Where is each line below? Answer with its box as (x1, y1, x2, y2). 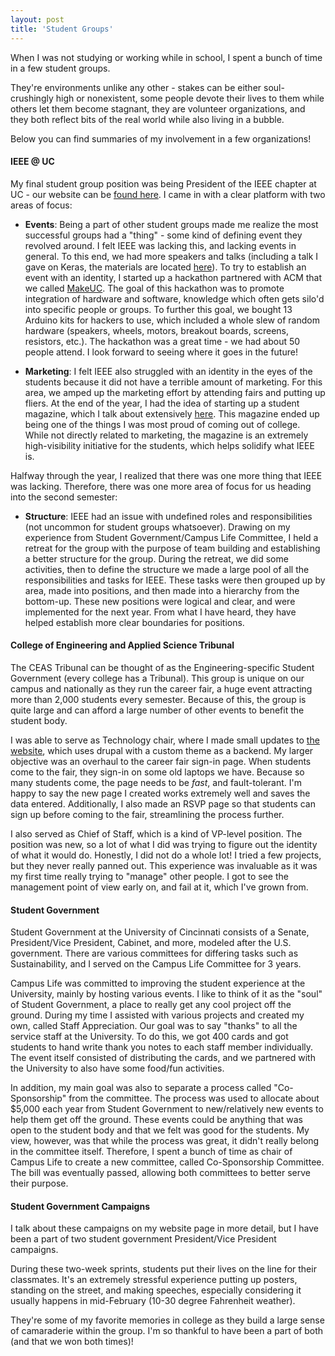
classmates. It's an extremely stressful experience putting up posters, (10, 1274, 298, 1286)
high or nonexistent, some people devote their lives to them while (55, 92, 325, 104)
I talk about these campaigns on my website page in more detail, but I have (10, 1222, 319, 1235)
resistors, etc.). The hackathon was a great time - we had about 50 (24, 335, 301, 347)
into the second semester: (10, 491, 118, 503)
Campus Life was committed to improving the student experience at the (10, 977, 306, 990)
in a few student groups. (10, 62, 111, 74)
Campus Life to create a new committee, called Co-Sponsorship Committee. (10, 1156, 325, 1168)
